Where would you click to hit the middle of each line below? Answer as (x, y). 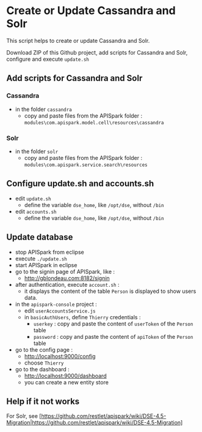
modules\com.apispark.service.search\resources (86, 165)
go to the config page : (44, 349)
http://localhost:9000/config (60, 356)
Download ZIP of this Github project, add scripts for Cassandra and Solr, (97, 52)
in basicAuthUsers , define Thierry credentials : (82, 317)
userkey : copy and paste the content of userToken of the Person (113, 324)
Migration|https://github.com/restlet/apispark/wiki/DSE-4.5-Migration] (95, 423)
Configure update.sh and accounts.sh (80, 184)
